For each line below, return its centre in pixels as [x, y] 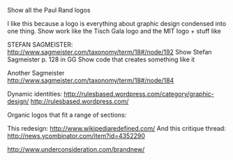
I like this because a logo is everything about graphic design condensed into [117, 23]
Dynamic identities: [35, 94]
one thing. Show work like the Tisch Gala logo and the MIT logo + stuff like [114, 31]
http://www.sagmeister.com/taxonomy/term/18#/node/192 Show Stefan [110, 52]
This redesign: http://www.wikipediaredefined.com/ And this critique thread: [117, 128]
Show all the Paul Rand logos [49, 10]
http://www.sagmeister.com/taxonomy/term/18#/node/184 [91, 80]
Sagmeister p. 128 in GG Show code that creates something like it [101, 59]
